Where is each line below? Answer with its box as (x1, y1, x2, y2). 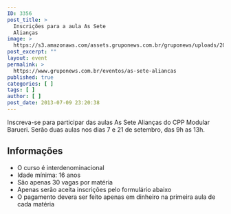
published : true (7, 73, 54, 81)
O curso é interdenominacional (16, 163, 104, 171)
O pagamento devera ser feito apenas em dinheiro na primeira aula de (16, 193, 216, 201)
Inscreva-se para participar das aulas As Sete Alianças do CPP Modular (7, 118, 210, 126)
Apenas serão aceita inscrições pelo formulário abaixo (16, 185, 172, 193)
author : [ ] (7, 93, 41, 100)
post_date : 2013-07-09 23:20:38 (7, 99, 100, 106)
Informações (7, 145, 63, 157)
